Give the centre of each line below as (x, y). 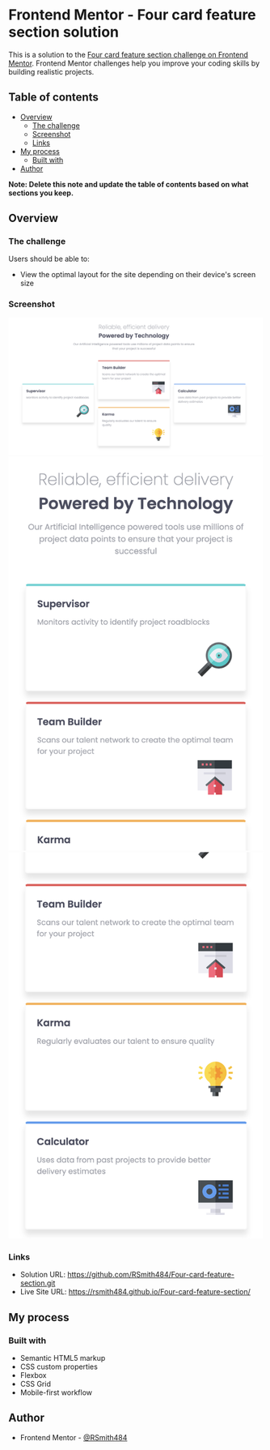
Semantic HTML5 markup (63, 1358)
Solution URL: (43, 1275)
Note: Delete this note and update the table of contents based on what (129, 184)
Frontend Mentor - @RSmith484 (74, 1437)
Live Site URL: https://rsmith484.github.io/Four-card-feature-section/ (135, 1292)
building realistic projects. (51, 71)
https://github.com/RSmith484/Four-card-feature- (151, 1275)
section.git (38, 1283)
